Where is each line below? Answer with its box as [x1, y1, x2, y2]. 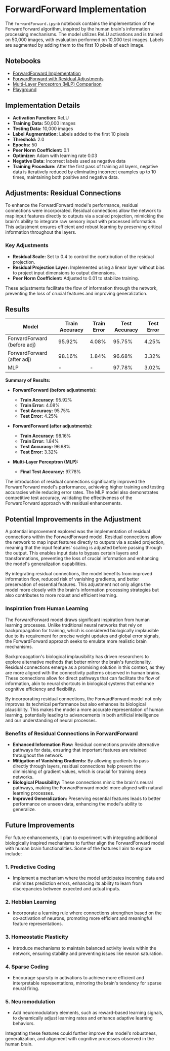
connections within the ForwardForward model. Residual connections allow [5, 534, 162, 540]
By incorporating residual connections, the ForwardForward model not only [5, 695, 162, 702]
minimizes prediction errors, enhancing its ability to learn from [12, 880, 143, 886]
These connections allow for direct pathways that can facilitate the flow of [5, 675, 160, 681]
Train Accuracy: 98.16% [20, 433, 71, 439]
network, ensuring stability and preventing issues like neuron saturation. [12, 950, 163, 956]
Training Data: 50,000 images [12, 120, 76, 126]
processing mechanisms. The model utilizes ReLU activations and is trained [5, 31, 163, 37]
